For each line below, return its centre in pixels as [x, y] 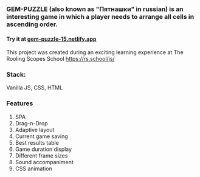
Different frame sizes [41, 155]
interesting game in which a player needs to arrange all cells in [100, 16]
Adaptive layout [35, 130]
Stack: [16, 75]
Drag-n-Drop [31, 123]
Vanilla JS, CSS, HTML [35, 88]
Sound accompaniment [44, 162]
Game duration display [43, 149]
